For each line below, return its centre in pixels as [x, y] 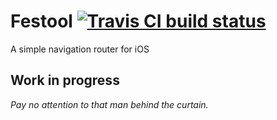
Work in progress [65, 80]
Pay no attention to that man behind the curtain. [109, 104]
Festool [41, 21]
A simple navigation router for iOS [80, 49]
